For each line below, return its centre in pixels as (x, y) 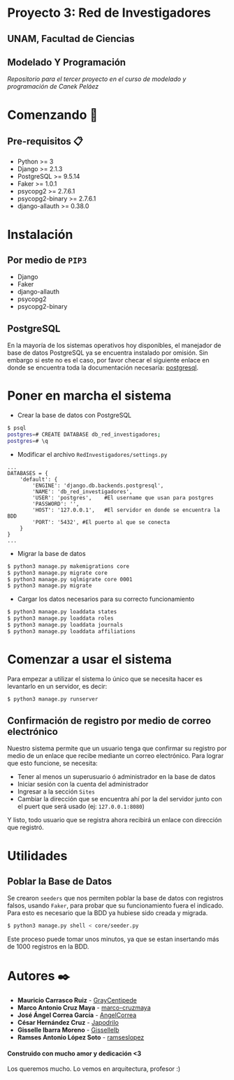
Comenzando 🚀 (53, 115)
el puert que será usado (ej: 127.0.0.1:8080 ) (81, 807)
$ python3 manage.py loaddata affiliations (72, 631)
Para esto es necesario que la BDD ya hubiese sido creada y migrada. (108, 913)
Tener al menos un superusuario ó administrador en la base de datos (116, 777)
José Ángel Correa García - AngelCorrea (77, 1015)
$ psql (17, 428)
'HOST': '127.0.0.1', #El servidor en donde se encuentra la (126, 510)
